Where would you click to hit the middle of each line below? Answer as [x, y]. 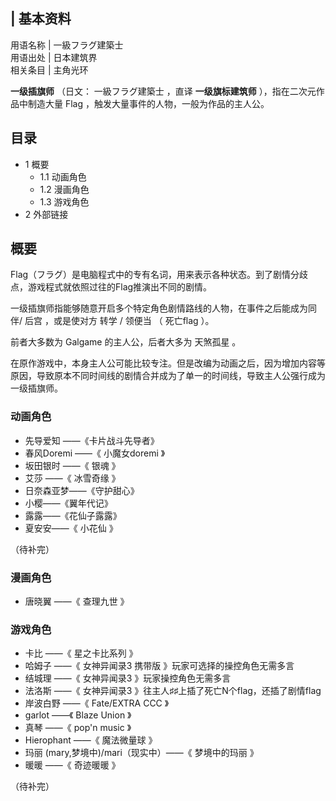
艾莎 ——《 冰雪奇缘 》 [72, 478]
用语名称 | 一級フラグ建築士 [67, 45]
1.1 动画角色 [63, 176]
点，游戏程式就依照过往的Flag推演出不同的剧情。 [111, 287]
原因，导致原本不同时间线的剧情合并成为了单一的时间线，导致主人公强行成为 [168, 376]
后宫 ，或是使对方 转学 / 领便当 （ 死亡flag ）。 [119, 321]
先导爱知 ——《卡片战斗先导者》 [92, 440]
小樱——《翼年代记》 [68, 503]
